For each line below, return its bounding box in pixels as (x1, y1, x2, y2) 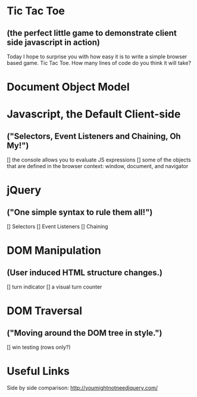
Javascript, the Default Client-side (7, 107, 181, 121)
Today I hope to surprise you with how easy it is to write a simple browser (7, 53, 187, 60)
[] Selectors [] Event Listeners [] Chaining (7, 223, 109, 230)
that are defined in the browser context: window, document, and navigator (7, 163, 189, 170)
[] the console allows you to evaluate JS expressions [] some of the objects (7, 156, 191, 163)
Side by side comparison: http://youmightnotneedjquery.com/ (7, 384, 158, 392)
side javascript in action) (7, 37, 101, 47)
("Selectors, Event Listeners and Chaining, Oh (7, 131, 181, 141)
